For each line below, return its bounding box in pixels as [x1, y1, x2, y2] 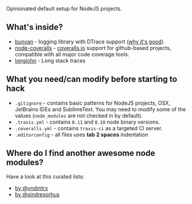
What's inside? [6, 22, 64, 32]
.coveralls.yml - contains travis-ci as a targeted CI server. [14, 124, 163, 131]
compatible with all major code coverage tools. [14, 51, 130, 58]
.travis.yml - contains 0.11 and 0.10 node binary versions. [14, 118, 160, 125]
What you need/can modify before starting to [6, 74, 177, 84]
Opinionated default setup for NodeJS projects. [6, 5, 122, 12]
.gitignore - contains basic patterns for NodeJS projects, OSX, [14, 99, 171, 106]
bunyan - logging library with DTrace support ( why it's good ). [14, 38, 165, 45]
